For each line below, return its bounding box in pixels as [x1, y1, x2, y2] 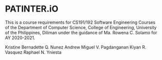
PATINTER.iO [5, 3, 58, 15]
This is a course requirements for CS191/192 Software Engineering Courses [5, 19, 156, 25]
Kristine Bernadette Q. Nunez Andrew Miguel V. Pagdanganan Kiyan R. [5, 44, 146, 50]
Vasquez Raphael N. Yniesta [5, 49, 62, 55]
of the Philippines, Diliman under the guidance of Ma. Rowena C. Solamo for [5, 30, 157, 35]
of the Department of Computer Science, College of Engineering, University [5, 24, 157, 30]
